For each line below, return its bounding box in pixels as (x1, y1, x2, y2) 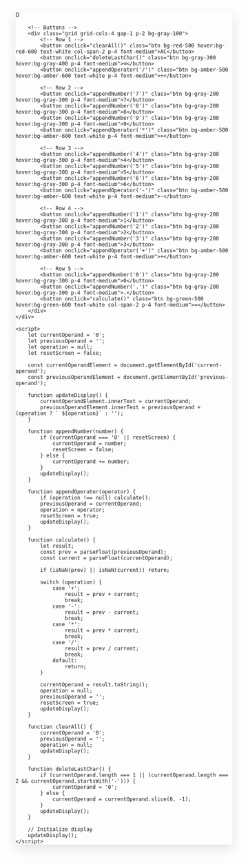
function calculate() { (28, 537, 96, 544)
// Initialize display (28, 826, 93, 833)
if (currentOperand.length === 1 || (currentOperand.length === (40, 772, 229, 779)
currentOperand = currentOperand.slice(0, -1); (52, 796, 192, 803)
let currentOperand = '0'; (28, 331, 105, 338)
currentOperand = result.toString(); (40, 681, 148, 688)
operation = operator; (40, 506, 105, 513)
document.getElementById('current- (120, 362, 223, 369)
